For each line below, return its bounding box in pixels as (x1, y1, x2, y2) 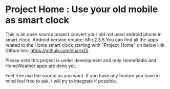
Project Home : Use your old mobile (5, 4, 158, 15)
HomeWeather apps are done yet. (5, 63, 77, 69)
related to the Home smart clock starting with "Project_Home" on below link (5, 42, 165, 48)
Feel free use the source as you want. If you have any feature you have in (5, 72, 160, 78)
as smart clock (5, 14, 69, 26)
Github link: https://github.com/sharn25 (5, 47, 89, 53)
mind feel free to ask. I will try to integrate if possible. (5, 78, 118, 84)
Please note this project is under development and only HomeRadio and (5, 57, 157, 63)
